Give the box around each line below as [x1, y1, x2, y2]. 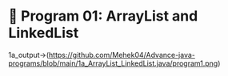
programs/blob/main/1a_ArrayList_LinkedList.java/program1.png [8, 59, 218, 68]
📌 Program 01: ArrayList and [8, 7, 198, 25]
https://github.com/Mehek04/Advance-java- [48, 50, 196, 59]
